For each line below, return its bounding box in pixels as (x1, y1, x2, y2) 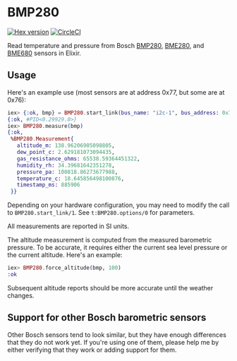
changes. (7, 291, 35, 300)
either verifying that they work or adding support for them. (7, 345, 177, 354)
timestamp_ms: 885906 (16, 182, 80, 189)
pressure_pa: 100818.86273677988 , (16, 168, 119, 175)
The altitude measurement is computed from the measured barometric (7, 236, 212, 244)
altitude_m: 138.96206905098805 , (16, 142, 115, 149)
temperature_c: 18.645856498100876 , (16, 174, 125, 182)
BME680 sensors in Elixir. (7, 49, 81, 57)
